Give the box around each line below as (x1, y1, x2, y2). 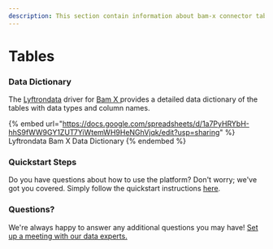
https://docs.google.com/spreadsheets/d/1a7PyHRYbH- (62, 119, 249, 129)
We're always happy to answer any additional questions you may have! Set (8, 222, 258, 232)
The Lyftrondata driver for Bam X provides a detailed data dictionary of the (8, 94, 258, 104)
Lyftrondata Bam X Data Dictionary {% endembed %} (8, 136, 187, 146)
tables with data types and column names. (8, 103, 150, 113)
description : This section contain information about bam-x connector (8, 11, 253, 20)
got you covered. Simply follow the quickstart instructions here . (8, 184, 221, 194)
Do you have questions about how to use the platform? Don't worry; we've (8, 175, 258, 185)
